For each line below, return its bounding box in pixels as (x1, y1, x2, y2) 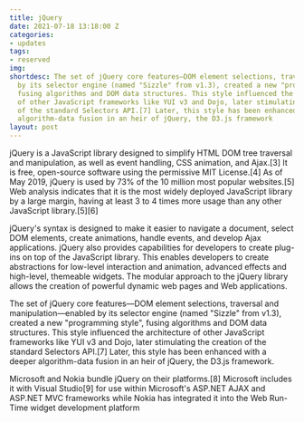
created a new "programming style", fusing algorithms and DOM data (9, 318, 268, 328)
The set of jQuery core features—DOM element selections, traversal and (9, 298, 279, 309)
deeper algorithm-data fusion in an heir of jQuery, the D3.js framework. (9, 356, 275, 367)
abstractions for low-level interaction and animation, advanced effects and (9, 262, 287, 272)
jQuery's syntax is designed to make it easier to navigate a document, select (9, 223, 294, 234)
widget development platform (30, 402, 140, 413)
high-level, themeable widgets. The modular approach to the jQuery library (9, 271, 289, 282)
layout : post (9, 123, 59, 132)
